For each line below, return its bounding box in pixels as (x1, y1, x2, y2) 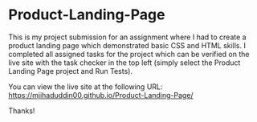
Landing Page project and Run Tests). (8, 66, 133, 75)
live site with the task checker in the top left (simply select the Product (8, 58, 241, 67)
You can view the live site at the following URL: (8, 82, 163, 91)
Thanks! (8, 106, 35, 116)
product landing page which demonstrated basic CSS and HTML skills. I (8, 40, 247, 50)
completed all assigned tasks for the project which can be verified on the (8, 49, 250, 59)
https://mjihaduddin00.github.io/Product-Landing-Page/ (8, 90, 194, 100)
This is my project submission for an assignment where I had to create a (8, 32, 247, 42)
